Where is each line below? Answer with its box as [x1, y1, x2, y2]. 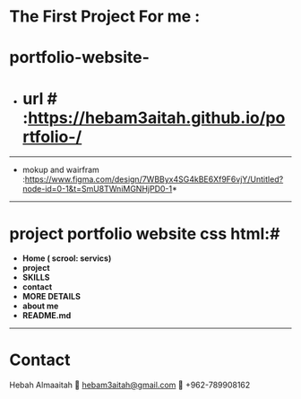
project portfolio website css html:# [9, 223, 280, 244]
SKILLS [21, 272, 50, 283]
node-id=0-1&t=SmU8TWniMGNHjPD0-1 [21, 184, 173, 195]
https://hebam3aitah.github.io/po [28, 108, 286, 127]
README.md [21, 310, 72, 321]
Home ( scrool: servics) [21, 253, 112, 264]
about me [21, 300, 59, 311]
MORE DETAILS [21, 291, 81, 302]
